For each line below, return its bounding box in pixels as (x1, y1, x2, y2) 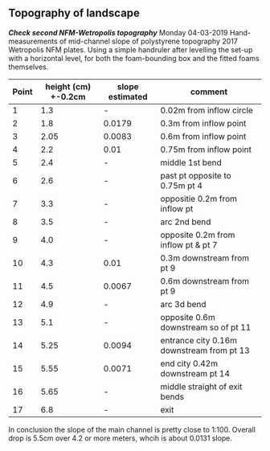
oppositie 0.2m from (160, 193, 238, 204)
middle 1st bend (160, 157, 223, 168)
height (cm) (45, 80, 91, 92)
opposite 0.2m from (160, 229, 235, 240)
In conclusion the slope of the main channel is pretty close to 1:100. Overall (8, 424, 256, 434)
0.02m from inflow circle (160, 105, 253, 116)
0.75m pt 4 (160, 180, 203, 191)
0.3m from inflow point (160, 117, 247, 129)
